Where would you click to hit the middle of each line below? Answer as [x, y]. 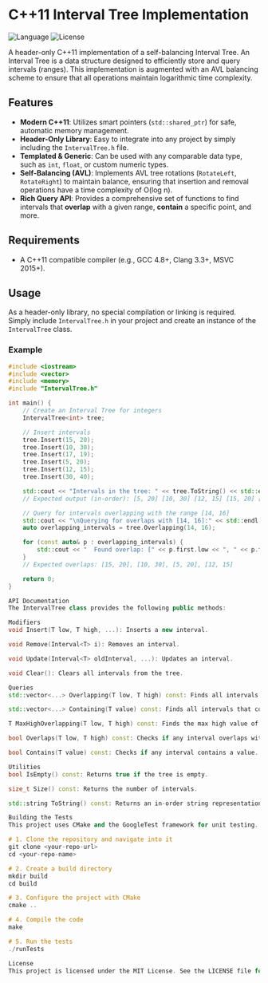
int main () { [30, 403]
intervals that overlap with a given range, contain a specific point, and [136, 207]
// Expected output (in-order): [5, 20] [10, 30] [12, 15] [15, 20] [139, 499]
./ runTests [26, 949]
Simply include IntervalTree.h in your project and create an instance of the [132, 321]
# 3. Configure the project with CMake [75, 898]
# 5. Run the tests [41, 942]
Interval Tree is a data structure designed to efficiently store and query [124, 61]
